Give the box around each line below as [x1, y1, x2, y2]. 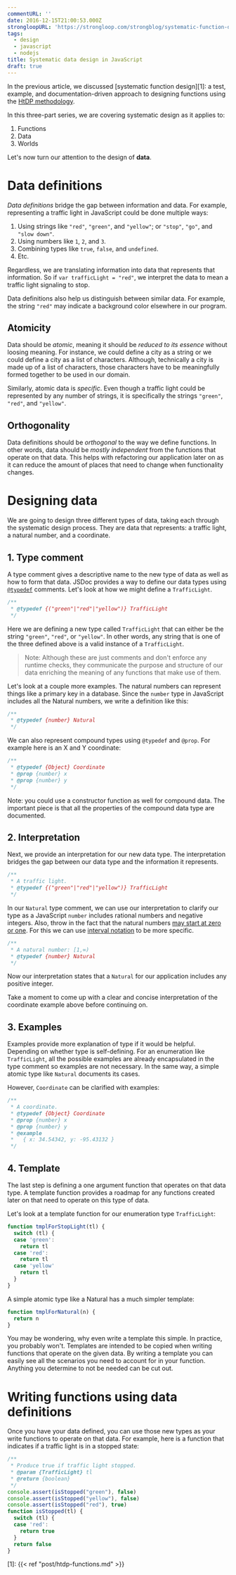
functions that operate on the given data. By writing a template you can [7, 1349, 213, 1357]
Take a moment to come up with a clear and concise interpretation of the [7, 993, 218, 1002]
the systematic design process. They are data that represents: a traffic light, [7, 524, 227, 532]
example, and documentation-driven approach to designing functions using [7, 89, 226, 98]
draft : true [7, 63, 42, 70]
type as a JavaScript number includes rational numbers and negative [7, 911, 204, 920]
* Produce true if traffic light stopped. [10, 1462, 137, 1469]
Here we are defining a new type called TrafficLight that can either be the [7, 625, 224, 633]
